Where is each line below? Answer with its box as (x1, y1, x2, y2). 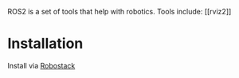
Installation (7, 35, 84, 53)
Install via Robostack (7, 60, 76, 70)
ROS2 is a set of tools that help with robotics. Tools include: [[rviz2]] (7, 7, 232, 16)
